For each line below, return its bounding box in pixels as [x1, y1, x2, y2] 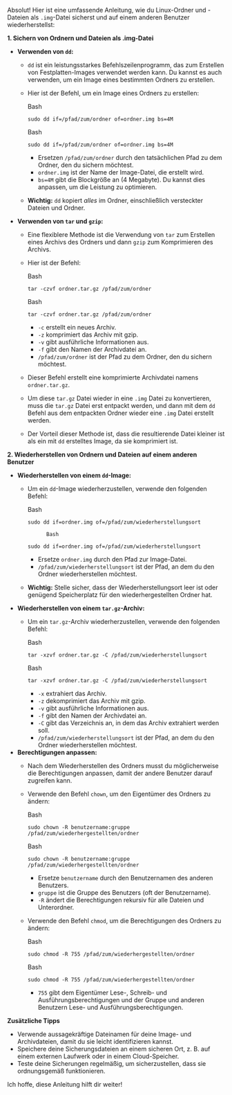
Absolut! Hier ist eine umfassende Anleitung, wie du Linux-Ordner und [7, 6, 206, 14]
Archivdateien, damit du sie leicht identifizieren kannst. [17, 1038, 174, 1045]
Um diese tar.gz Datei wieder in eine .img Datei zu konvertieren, [27, 394, 212, 402]
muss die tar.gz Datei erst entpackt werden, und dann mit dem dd [27, 402, 215, 409]
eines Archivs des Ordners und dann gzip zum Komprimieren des [27, 238, 213, 246]
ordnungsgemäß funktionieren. [17, 1067, 106, 1075]
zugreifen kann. [27, 776, 72, 785]
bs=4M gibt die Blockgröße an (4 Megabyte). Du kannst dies [37, 176, 206, 184]
